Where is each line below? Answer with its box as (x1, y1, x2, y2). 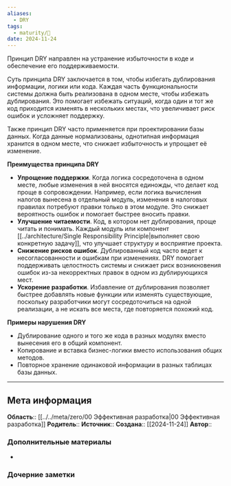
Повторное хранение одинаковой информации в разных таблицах (16, 361, 212, 369)
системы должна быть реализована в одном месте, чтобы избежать (7, 90, 210, 98)
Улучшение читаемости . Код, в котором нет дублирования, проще (16, 217, 217, 225)
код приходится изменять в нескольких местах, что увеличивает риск (7, 104, 215, 113)
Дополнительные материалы (7, 437, 112, 447)
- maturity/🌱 (13, 29, 51, 36)
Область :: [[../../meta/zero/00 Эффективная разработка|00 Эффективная (7, 412, 220, 421)
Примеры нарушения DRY (7, 318, 87, 327)
